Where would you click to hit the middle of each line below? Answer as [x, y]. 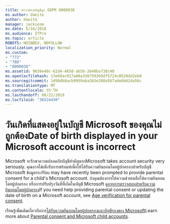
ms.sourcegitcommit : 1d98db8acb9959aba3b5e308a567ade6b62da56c [74, 81]
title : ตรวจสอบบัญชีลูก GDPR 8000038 [40, 10]
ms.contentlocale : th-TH [31, 90]
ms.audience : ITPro [26, 34]
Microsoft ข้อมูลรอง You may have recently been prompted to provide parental [84, 173]
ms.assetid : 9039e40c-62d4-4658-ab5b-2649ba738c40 [60, 72]
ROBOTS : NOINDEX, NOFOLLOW [34, 43]
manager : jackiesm [25, 24]
